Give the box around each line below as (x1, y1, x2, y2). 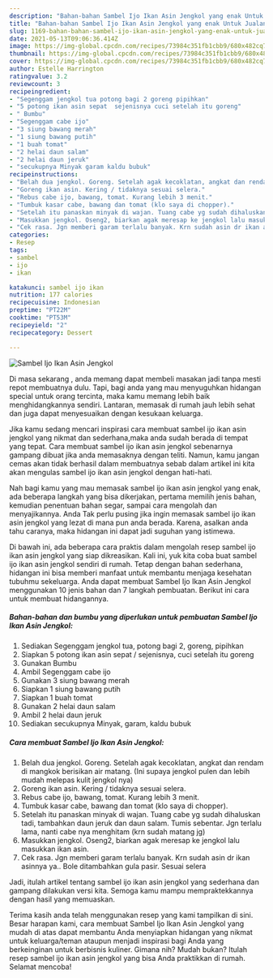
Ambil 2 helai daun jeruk (20, 710, 102, 720)
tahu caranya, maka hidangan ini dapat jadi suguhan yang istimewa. (9, 526, 236, 536)
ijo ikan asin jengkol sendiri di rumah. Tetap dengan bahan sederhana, (9, 559, 243, 569)
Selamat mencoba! (9, 962, 72, 972)
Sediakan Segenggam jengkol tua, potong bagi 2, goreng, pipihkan (20, 641, 244, 651)
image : (9, 42, 32, 50)
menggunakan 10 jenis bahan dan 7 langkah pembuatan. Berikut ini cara (9, 585, 250, 595)
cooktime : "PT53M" (9, 314, 71, 322)
